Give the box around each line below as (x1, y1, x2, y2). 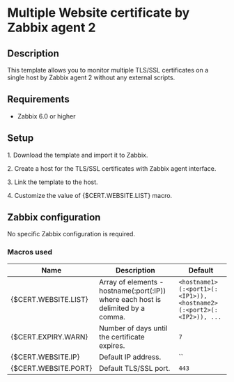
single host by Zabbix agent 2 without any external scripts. (7, 73, 175, 82)
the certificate (98, 332, 145, 342)
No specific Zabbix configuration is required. (7, 230, 136, 238)
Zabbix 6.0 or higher (17, 112, 76, 120)
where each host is (98, 294, 162, 304)
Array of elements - (98, 277, 164, 286)
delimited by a (98, 303, 145, 313)
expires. (98, 340, 125, 350)
